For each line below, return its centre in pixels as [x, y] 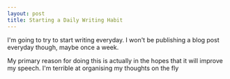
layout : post [26, 14]
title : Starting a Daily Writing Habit [65, 20]
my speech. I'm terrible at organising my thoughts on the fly [93, 68]
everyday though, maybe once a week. [63, 47]
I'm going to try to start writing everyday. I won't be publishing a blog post [113, 39]
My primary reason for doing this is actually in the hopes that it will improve [115, 60]
